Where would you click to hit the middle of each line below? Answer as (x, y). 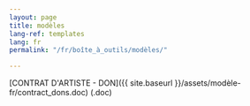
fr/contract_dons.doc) (49, 93)
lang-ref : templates (47, 34)
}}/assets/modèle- (208, 83)
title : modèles (37, 26)
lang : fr (25, 42)
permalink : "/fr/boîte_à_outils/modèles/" (88, 50)
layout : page (33, 17)
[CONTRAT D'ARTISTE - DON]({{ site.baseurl (91, 83)
